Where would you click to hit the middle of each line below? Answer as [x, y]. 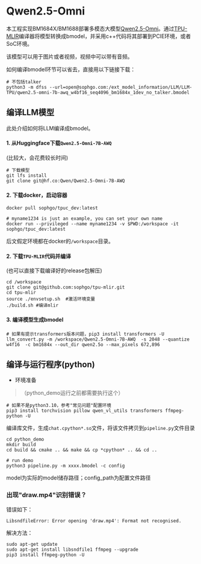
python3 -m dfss [26, 87]
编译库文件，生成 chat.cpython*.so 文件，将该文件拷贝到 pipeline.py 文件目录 [101, 428]
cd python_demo [25, 440]
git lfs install [26, 175]
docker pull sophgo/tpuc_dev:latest [52, 208]
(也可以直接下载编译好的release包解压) [54, 271]
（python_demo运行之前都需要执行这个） [72, 393]
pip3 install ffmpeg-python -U [45, 555]
